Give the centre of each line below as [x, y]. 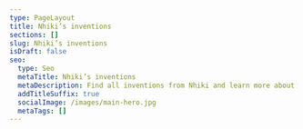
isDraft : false [38, 52]
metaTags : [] [42, 111]
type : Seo [36, 69]
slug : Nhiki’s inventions [58, 43]
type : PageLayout [42, 18]
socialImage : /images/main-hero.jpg [87, 102]
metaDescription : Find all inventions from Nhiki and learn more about [157, 85]
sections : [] [34, 35]
